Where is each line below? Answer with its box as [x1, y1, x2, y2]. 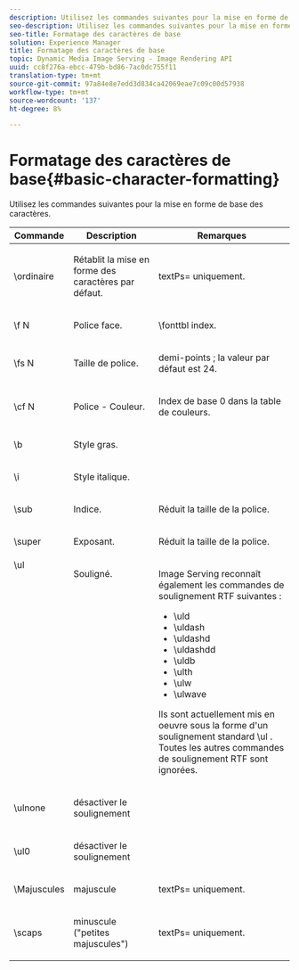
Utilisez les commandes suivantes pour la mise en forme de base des [9, 199, 264, 210]
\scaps [13, 926, 43, 939]
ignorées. [158, 764, 198, 777]
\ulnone [13, 801, 46, 814]
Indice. [73, 503, 102, 515]
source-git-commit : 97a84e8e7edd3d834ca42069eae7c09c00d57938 [9, 79, 245, 88]
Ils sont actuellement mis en [158, 708, 276, 720]
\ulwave [173, 688, 207, 701]
